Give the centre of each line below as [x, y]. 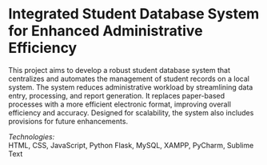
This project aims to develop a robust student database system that [119, 70]
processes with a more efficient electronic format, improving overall [120, 104]
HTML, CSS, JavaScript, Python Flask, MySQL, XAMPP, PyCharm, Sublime [131, 145]
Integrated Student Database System [134, 14]
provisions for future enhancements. [68, 121]
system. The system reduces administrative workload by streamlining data [131, 87]
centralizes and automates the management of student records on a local [129, 78]
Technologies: [32, 136]
